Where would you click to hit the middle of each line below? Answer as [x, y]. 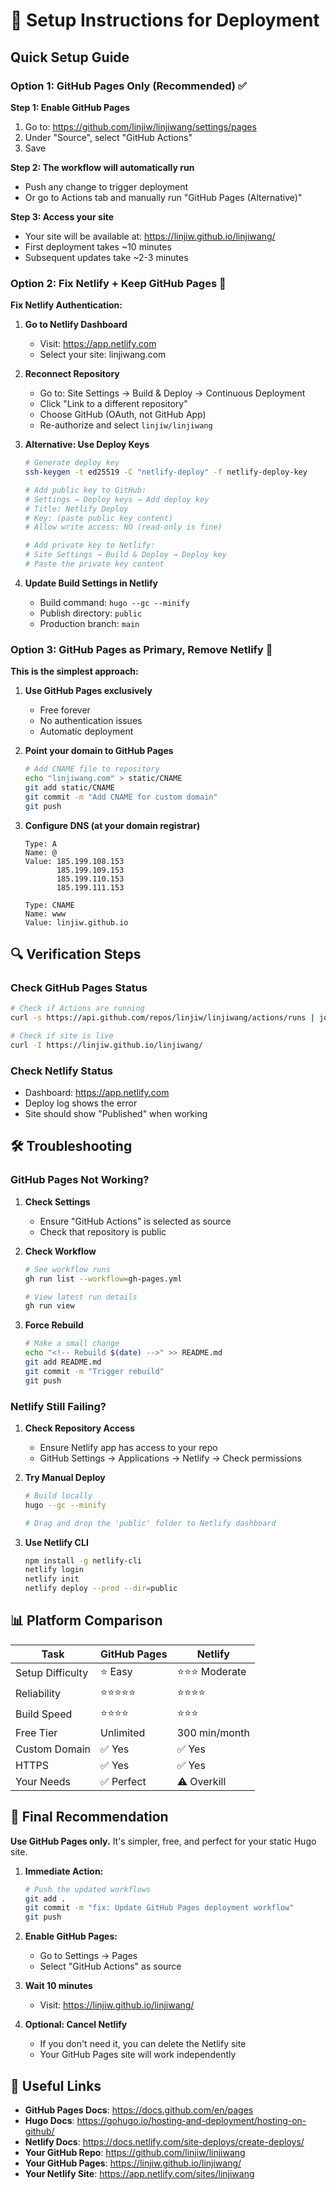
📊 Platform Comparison [86, 1620]
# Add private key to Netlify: [90, 545]
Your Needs [43, 1781]
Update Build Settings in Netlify [91, 583]
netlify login [54, 1570]
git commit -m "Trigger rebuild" [94, 1371]
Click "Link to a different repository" [113, 404]
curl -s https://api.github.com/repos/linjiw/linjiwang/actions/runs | [162, 1018]
